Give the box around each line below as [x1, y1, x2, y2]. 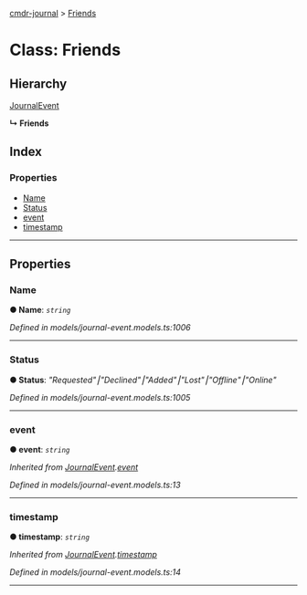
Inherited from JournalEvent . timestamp [9, 549, 158, 560]
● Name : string [9, 305, 71, 316]
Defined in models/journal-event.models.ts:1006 [9, 322, 191, 333]
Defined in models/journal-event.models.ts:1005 [9, 391, 191, 402]
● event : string [9, 444, 70, 454]
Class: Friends [9, 40, 122, 60]
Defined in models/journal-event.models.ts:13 [9, 479, 181, 490]
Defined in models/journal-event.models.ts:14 [9, 567, 181, 578]
